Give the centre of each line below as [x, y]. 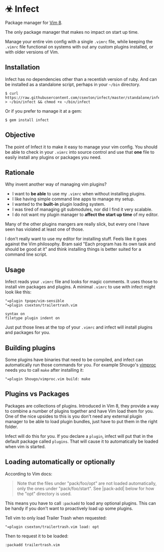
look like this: [18, 292]
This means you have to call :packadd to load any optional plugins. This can [81, 503]
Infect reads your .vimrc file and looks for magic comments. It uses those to [81, 282]
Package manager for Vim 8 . [34, 23]
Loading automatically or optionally [60, 462]
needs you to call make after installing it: [44, 370]
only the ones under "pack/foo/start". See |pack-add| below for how [86, 488]
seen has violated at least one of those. [45, 229]
